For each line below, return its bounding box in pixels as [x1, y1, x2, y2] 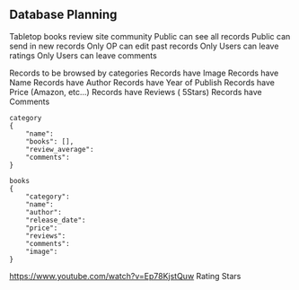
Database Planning [9, 7, 118, 22]
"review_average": [25, 145, 94, 154]
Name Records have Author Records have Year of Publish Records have [9, 76, 276, 88]
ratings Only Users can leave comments [9, 49, 157, 61]
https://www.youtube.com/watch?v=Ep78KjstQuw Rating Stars [9, 270, 242, 281]
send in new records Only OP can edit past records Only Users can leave [9, 40, 279, 51]
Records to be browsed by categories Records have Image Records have [9, 67, 279, 78]
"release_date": [25, 215, 87, 224]
